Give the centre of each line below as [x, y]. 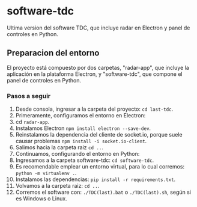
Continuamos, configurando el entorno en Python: [77, 154]
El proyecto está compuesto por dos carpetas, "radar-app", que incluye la [98, 67]
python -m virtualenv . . [46, 173]
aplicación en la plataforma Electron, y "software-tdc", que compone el [95, 74]
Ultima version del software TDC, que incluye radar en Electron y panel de [98, 28]
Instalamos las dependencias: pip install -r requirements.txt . [95, 179]
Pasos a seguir [29, 96]
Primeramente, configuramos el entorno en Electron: [80, 116]
